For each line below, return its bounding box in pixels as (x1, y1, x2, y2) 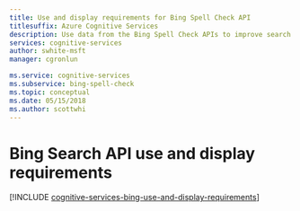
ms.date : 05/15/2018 (9, 96, 87, 105)
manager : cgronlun (9, 55, 78, 64)
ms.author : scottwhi (9, 104, 87, 113)
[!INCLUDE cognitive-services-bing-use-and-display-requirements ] (9, 192, 260, 203)
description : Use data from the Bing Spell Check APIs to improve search (9, 30, 292, 39)
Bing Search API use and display (9, 143, 256, 163)
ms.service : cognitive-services (9, 71, 130, 81)
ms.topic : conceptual (9, 87, 91, 97)
